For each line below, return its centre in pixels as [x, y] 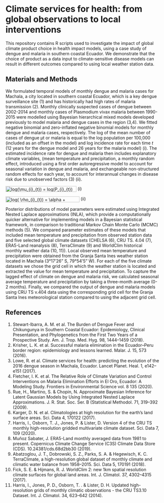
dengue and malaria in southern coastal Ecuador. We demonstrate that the [80, 53]
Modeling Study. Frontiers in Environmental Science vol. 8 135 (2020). [83, 386]
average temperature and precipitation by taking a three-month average [78, 282]
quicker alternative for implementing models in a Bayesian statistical [74, 220]
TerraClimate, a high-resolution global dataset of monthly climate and [82, 459]
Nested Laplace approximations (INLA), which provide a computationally [78, 214]
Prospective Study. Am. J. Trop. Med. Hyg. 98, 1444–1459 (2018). [78, 340]
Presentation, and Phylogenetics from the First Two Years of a [75, 335]
